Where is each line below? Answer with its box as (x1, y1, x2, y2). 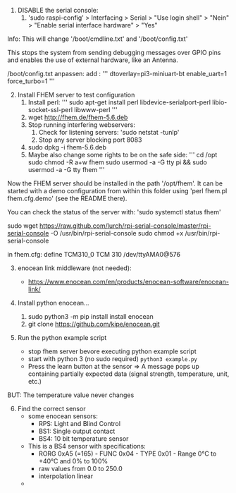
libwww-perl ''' (73, 106, 118, 114)
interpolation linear (38, 472, 94, 480)
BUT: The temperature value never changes (7, 391, 135, 399)
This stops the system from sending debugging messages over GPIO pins (7, 49, 221, 56)
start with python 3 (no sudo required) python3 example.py (27, 355, 197, 363)
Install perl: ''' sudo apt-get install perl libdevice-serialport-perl (27, 98, 211, 106)
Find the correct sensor (17, 405, 86, 413)
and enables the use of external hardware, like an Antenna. (7, 56, 178, 64)
